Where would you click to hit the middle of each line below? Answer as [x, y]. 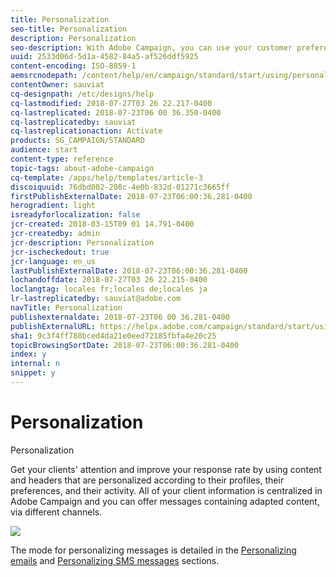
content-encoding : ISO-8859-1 [73, 66]
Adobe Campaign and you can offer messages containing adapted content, [165, 501]
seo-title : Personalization [69, 29]
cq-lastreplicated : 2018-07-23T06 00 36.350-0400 [116, 112]
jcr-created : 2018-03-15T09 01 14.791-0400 [102, 224]
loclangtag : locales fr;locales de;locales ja [109, 289]
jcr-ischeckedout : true [60, 252]
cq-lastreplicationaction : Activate [86, 131]
